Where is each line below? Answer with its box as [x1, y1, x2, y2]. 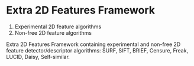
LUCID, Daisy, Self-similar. [6, 53, 70, 60]
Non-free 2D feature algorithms [14, 29, 92, 36]
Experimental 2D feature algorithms [14, 23, 102, 30]
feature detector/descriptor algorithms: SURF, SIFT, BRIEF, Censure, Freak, [6, 47, 188, 54]
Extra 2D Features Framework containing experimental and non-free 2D [6, 41, 181, 48]
